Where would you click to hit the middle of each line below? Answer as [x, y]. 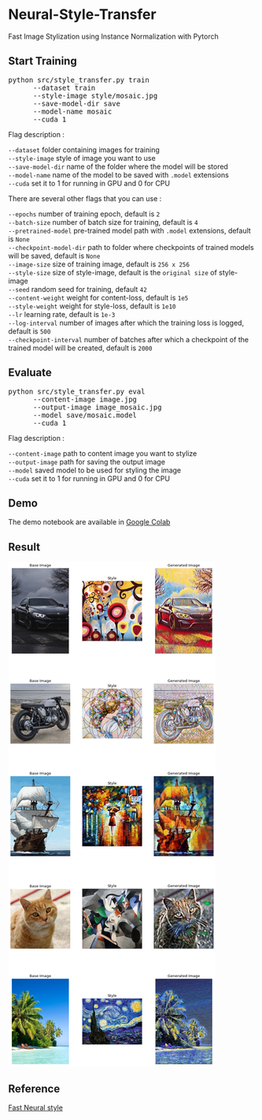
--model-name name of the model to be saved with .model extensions [119, 174]
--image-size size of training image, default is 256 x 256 [99, 264]
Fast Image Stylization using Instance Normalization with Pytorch [113, 36]
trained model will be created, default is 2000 [80, 348]
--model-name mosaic [72, 111]
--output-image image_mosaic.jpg [97, 407]
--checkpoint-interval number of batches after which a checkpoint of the [129, 339]
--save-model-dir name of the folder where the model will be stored [118, 166]
